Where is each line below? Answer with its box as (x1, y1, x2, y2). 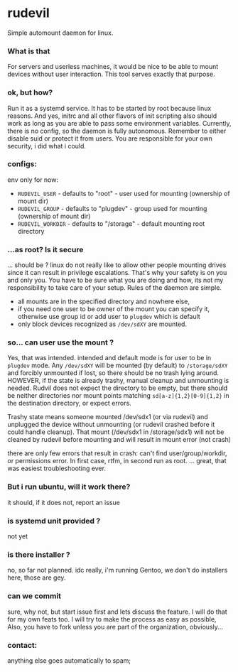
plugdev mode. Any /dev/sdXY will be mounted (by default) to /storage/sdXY (7, 361, 229, 370)
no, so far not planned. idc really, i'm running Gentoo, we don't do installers (7, 566, 228, 575)
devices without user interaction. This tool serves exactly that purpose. (7, 70, 215, 79)
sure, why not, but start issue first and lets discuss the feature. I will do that (7, 607, 227, 616)
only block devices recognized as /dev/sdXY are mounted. (17, 320, 187, 328)
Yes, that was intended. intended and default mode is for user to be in (7, 354, 212, 362)
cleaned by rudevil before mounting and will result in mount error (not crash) (7, 435, 232, 444)
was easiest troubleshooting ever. (7, 464, 107, 473)
